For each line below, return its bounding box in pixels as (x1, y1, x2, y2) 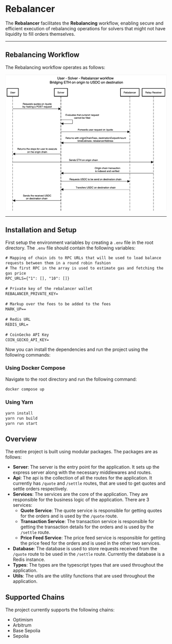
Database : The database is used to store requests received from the (12, 545, 158, 551)
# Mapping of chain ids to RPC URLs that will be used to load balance (5, 255, 161, 260)
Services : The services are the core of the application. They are (12, 491, 148, 497)
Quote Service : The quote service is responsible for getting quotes (20, 507, 162, 513)
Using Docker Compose (5, 364, 66, 371)
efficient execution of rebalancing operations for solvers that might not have (5, 25, 166, 31)
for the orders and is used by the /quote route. (20, 513, 118, 519)
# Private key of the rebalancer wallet (5, 286, 93, 291)
